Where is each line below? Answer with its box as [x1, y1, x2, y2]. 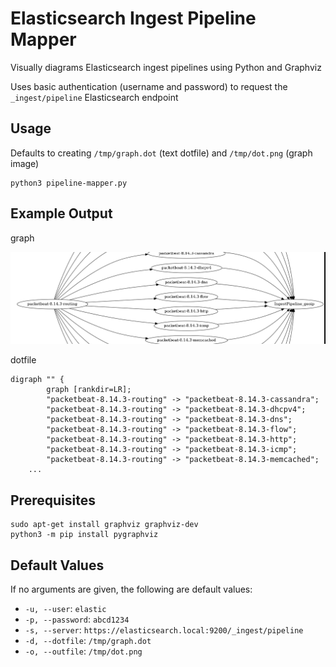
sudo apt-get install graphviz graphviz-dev [10, 520, 199, 530]
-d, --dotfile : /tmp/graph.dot [24, 634, 152, 646]
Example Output [10, 205, 113, 222]
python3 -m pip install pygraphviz [10, 530, 159, 540]
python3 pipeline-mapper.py [10, 178, 128, 188]
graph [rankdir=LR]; [46, 385, 132, 395]
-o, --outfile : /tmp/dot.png [24, 645, 143, 657]
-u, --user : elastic [24, 602, 107, 614]
